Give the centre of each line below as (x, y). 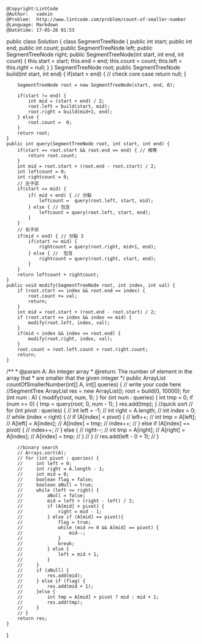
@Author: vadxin (30, 14)
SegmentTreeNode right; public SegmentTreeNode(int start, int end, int (95, 54)
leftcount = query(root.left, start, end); (95, 212)
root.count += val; (53, 296)
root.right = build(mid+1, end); (71, 112)
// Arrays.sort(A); (42, 453)
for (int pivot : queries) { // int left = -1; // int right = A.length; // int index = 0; (101, 410)
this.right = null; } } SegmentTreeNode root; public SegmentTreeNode (93, 67)
